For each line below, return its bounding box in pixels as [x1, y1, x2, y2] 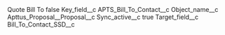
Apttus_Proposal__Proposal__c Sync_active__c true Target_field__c [7, 13, 198, 21]
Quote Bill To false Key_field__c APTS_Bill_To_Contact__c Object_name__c [7, 6, 219, 13]
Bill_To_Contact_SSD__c [7, 20, 75, 29]
